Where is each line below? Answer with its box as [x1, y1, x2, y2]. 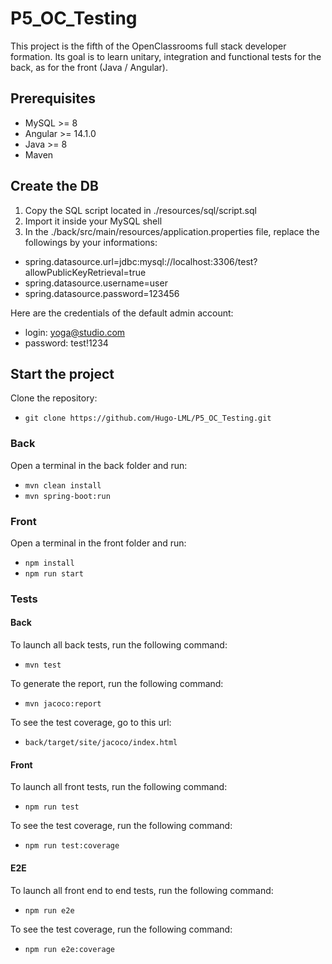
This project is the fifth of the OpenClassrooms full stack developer [10, 40, 287, 52]
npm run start [24, 568, 84, 579]
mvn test [24, 660, 62, 671]
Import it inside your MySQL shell [24, 215, 163, 227]
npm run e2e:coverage [24, 944, 115, 954]
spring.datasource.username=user [24, 277, 168, 289]
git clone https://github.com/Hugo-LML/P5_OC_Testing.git [24, 413, 272, 424]
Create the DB [10, 178, 99, 195]
